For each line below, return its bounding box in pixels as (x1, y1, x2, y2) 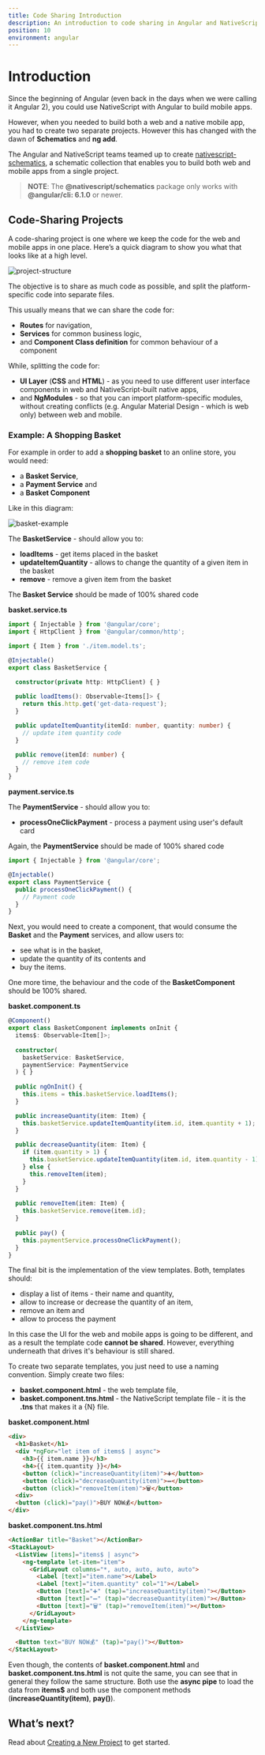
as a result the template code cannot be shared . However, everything (8, 1338, 234, 1348)
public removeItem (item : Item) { (15, 1199, 125, 1208)
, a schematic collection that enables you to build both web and (45, 158, 251, 168)
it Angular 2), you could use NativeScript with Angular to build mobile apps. (8, 102, 252, 111)
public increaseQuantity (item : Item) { (15, 1111, 147, 1119)
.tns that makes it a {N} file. (19, 1402, 110, 1412)
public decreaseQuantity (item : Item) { (15, 1141, 147, 1149)
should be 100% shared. (8, 986, 88, 996)
